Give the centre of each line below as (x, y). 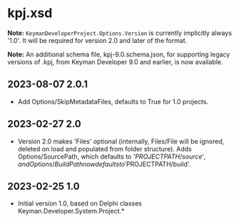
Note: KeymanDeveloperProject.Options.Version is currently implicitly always (119, 33)
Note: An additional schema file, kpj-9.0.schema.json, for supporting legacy (119, 54)
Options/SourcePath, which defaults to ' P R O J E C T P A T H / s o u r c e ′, (111, 156)
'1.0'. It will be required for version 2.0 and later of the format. (97, 40)
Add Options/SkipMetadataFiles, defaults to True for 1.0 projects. (113, 101)
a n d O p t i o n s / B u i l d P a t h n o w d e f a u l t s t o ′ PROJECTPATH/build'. (104, 164)
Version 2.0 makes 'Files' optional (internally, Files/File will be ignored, (121, 141)
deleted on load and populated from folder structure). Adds (105, 148)
